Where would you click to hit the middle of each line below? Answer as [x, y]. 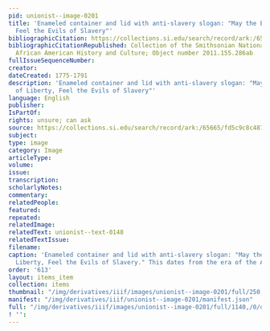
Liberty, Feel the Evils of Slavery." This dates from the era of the [136, 262]
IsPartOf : [25, 113]
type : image [28, 143]
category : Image [35, 150]
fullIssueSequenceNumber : [51, 61]
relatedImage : [32, 225]
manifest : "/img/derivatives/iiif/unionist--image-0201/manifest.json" [131, 300]
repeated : [25, 218]
